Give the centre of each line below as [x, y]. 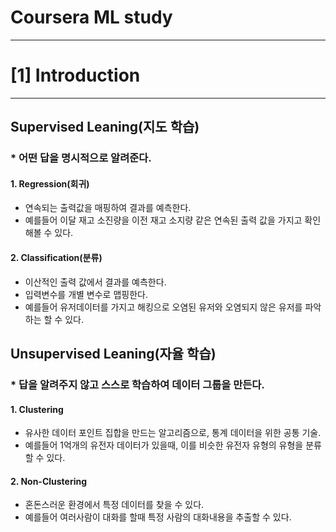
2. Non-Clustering [49, 481]
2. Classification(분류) [56, 257]
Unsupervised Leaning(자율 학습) [113, 353]
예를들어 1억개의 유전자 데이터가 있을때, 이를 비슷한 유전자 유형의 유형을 [164, 445]
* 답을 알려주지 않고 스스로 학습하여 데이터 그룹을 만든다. [137, 384]
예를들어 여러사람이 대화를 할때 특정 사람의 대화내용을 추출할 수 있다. [158, 517]
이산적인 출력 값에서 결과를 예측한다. [95, 282]
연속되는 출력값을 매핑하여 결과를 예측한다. [108, 208]
